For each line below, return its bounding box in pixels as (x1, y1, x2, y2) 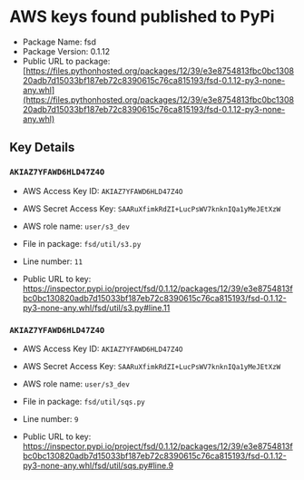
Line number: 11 (22, 256, 83, 267)
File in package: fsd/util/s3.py (22, 238, 142, 249)
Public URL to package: (22, 55, 111, 66)
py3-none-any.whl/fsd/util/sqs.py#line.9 (22, 460, 174, 471)
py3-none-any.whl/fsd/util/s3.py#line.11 (22, 302, 171, 313)
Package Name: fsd (22, 36, 97, 47)
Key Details (9, 140, 75, 155)
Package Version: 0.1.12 (22, 45, 111, 56)
